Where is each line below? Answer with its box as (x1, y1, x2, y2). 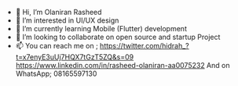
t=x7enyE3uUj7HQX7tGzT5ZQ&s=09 (15, 52, 134, 62)
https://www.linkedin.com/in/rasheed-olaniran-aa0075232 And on (15, 61, 230, 70)
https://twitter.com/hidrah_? (99, 41, 190, 50)
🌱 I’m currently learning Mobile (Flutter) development (15, 24, 187, 33)
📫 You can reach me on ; (15, 41, 98, 50)
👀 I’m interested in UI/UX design (15, 16, 119, 25)
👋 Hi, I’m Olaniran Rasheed (15, 8, 102, 16)
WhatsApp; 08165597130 (15, 69, 97, 78)
